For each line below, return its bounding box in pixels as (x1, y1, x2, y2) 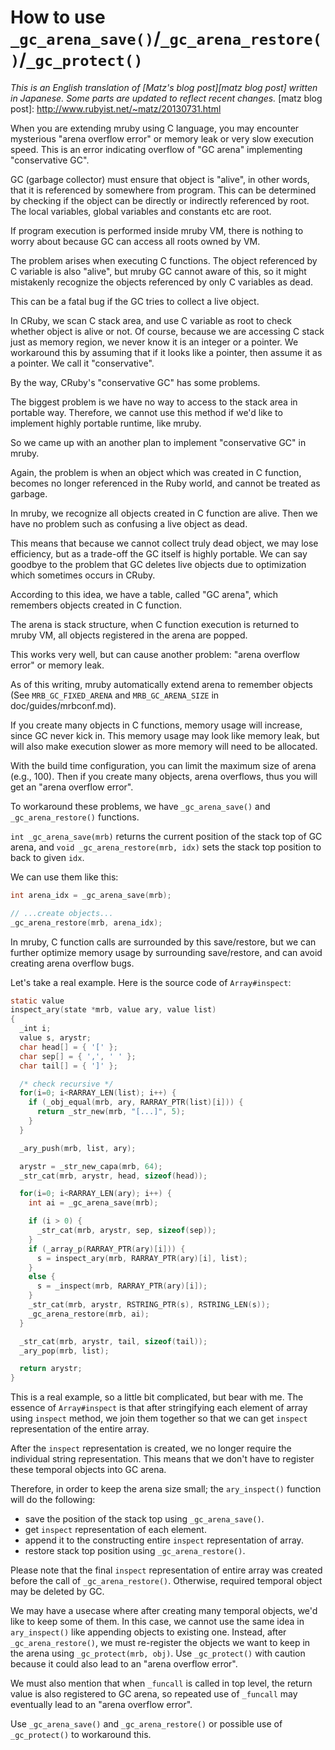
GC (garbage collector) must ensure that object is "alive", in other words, (10, 173, 310, 185)
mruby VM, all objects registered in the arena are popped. (10, 629, 248, 641)
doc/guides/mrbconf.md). (10, 699, 117, 711)
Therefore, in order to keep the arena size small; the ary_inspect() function (10, 1483, 322, 1495)
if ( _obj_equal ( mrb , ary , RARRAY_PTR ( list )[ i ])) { (28, 1097, 244, 1108)
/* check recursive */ (19, 1079, 114, 1089)
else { (28, 1272, 56, 1282)
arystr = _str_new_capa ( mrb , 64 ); (19, 1161, 163, 1171)
